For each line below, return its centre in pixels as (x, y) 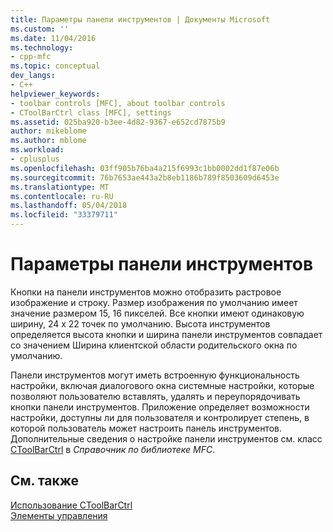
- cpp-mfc (31, 57)
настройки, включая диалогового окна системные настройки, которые (162, 385)
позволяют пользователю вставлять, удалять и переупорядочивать (155, 396)
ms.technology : (42, 47)
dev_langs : (33, 76)
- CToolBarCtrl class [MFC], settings (91, 112)
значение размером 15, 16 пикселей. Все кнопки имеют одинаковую (157, 313)
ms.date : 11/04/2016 (53, 38)
